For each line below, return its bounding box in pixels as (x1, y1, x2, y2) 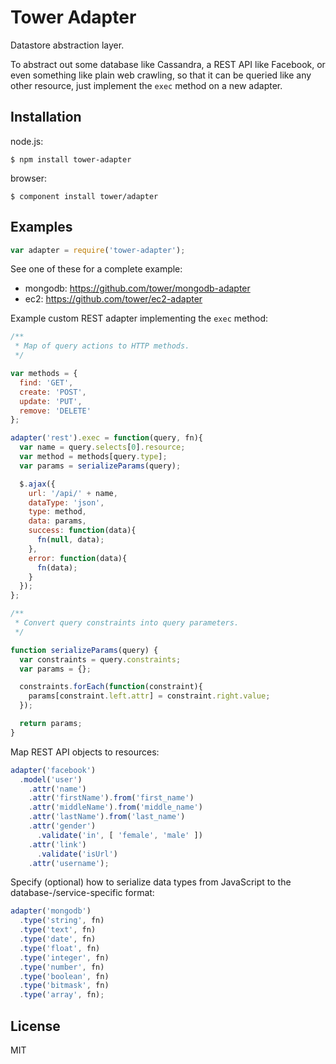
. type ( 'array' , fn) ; (19, 990, 105, 1000)
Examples (10, 219, 73, 236)
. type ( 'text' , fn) (19, 925, 97, 935)
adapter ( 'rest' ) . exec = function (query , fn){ (10, 433, 203, 443)
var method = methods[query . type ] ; (19, 452, 168, 462)
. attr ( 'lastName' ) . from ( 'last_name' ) (28, 812, 186, 822)
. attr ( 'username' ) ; (28, 858, 110, 868)
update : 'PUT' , (19, 396, 83, 406)
